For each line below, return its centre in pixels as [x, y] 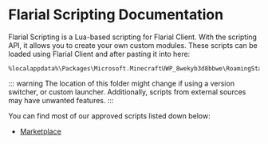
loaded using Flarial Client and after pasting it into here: [99, 54]
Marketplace [40, 131]
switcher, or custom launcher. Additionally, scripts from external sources [127, 92]
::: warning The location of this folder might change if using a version [122, 83]
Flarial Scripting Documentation [116, 15]
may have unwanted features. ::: [61, 100]
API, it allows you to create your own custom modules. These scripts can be [133, 45]
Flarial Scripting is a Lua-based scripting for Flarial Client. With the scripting [133, 37]
